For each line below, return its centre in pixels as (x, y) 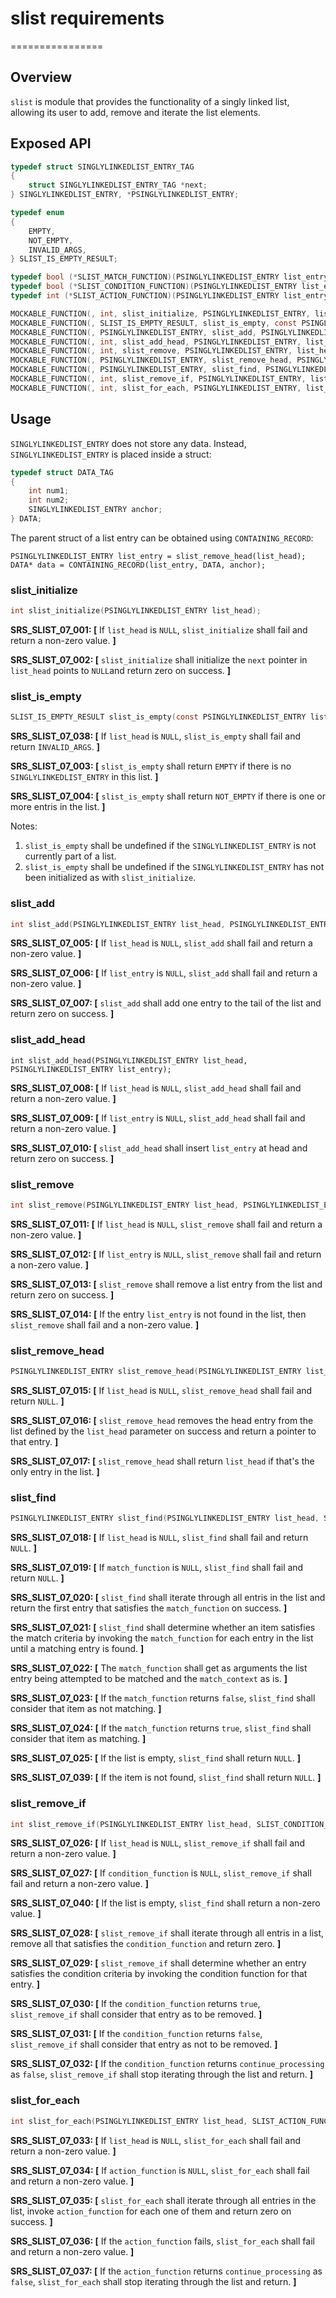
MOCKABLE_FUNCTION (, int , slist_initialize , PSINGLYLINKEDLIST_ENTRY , (160, 313)
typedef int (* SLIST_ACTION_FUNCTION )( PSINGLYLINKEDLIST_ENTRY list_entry (169, 296)
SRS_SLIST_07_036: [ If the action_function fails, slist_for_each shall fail (162, 2241)
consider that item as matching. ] (78, 1739)
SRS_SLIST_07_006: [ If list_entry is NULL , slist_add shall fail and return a (164, 973)
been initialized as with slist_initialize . (110, 878)
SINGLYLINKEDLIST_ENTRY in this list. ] (84, 777)
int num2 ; (49, 500)
